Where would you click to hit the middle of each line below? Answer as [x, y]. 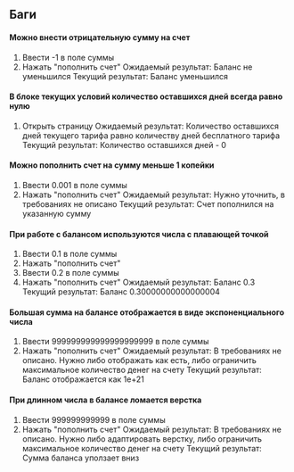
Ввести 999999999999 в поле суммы [94, 419]
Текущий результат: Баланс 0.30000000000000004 [121, 292]
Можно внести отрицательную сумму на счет [100, 37]
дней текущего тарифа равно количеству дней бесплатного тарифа [151, 135]
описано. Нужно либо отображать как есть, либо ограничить [139, 360]
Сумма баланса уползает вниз [81, 458]
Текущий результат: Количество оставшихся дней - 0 [124, 145]
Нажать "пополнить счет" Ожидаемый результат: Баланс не [137, 67]
